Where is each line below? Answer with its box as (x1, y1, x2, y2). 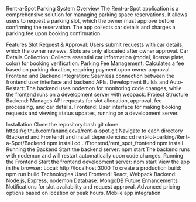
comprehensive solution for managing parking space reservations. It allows (6, 11, 188, 18)
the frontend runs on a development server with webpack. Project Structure (6, 91, 188, 98)
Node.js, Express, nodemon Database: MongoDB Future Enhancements (6, 177, 178, 184)
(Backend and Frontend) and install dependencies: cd (6, 133, 136, 140)
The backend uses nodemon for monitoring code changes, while (26, 85, 183, 91)
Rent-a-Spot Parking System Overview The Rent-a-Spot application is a (6, 5, 179, 12)
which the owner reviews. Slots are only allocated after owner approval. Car (6, 47, 189, 54)
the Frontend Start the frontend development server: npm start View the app (6, 158, 190, 165)
